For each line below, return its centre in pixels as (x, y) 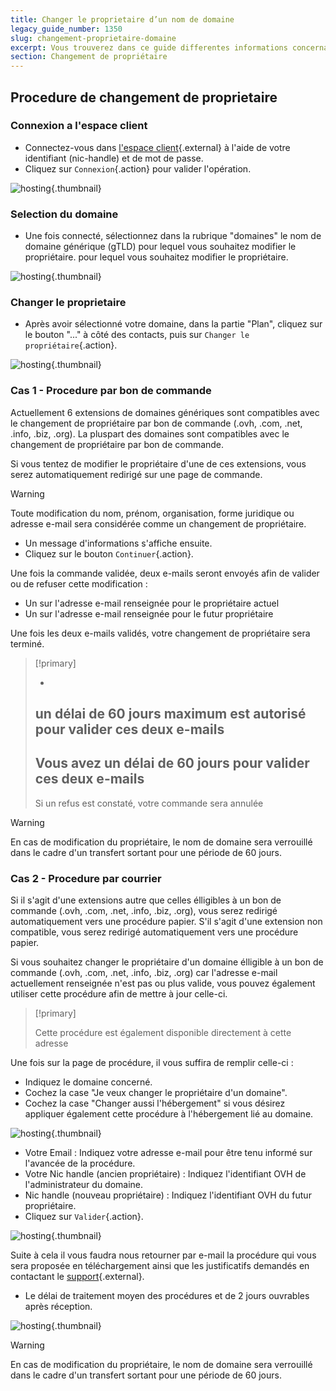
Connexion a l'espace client (79, 126)
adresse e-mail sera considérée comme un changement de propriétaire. (158, 523)
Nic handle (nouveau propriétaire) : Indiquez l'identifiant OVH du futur (168, 1195)
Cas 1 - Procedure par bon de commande (111, 391)
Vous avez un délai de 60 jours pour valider (172, 763)
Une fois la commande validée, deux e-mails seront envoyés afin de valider (165, 573)
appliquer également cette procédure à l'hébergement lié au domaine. (169, 1114)
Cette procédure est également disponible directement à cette (163, 1033)
